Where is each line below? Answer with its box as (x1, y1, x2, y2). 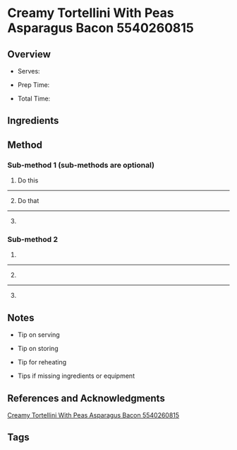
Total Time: (17, 94, 51, 103)
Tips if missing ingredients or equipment (17, 371, 135, 380)
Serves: (17, 67, 40, 75)
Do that (17, 197, 39, 205)
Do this (17, 176, 39, 185)
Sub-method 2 (7, 235, 59, 244)
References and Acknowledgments (7, 392, 166, 404)
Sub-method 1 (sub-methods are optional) (7, 160, 155, 170)
